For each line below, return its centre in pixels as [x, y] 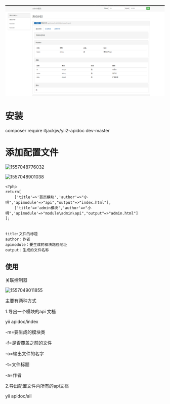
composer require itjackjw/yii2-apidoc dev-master [57, 130]
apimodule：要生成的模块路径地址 [36, 245]
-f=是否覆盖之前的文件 [29, 343]
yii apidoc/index [22, 321]
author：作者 [18, 239]
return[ [13, 192]
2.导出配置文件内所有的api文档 [37, 386]
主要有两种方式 [21, 301]
